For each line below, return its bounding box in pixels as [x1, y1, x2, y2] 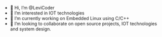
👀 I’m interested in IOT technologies [10, 10, 85, 16]
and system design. [10, 26, 52, 32]
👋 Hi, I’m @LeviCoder [10, 5, 55, 10]
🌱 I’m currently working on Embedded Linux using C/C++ [10, 15, 130, 21]
